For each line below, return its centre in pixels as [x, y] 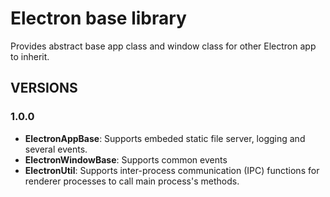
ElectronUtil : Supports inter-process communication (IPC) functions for [172, 170]
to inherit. [30, 56]
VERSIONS [44, 88]
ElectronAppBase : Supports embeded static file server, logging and [165, 138]
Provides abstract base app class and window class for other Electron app [163, 46]
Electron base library [98, 18]
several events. [56, 149]
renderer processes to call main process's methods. [132, 181]
